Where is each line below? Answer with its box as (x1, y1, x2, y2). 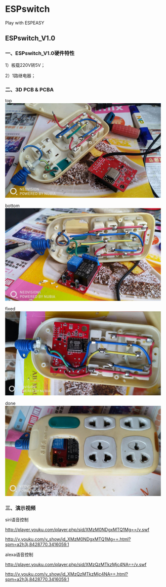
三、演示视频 (5, 504, 36, 511)
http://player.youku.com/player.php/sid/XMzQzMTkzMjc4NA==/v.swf (5, 562, 147, 568)
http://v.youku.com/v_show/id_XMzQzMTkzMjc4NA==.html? (5, 571, 128, 577)
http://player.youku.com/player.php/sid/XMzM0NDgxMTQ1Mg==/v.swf (5, 527, 150, 533)
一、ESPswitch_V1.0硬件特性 (5, 50, 75, 57)
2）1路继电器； (5, 73, 36, 79)
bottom (5, 203, 20, 209)
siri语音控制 (5, 517, 29, 523)
